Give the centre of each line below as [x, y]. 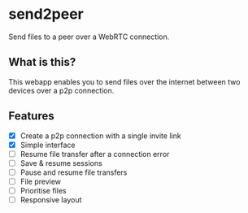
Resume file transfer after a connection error [95, 154]
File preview [41, 181]
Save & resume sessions [61, 163]
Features [31, 116]
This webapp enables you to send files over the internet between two [124, 81]
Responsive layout [51, 200]
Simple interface [48, 145]
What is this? [42, 62]
